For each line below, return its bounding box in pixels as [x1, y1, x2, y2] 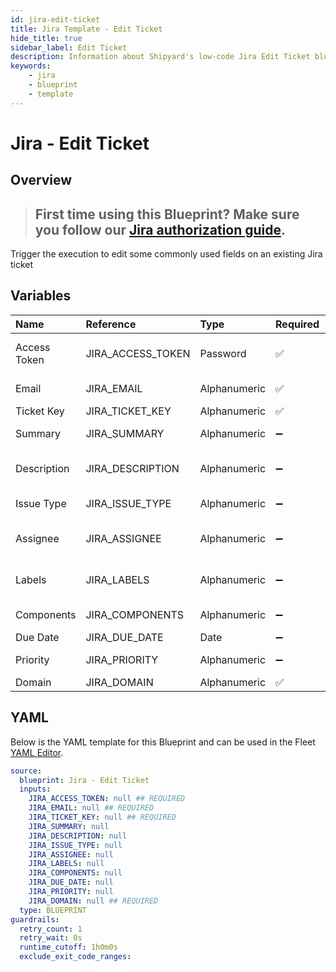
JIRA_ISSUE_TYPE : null [28, 840, 123, 850]
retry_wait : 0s [19, 933, 83, 943]
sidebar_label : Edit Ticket [10, 42, 128, 53]
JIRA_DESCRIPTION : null [28, 831, 128, 841]
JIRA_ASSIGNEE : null [28, 849, 114, 860]
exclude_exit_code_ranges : [19, 952, 132, 962]
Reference [85, 317, 137, 331]
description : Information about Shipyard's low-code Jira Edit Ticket [10, 52, 311, 62]
